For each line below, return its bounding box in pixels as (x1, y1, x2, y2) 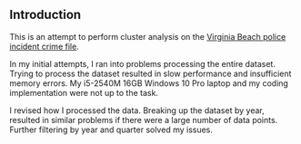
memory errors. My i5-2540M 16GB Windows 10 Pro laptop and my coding (9, 77, 289, 89)
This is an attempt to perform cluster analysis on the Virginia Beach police (9, 31, 286, 42)
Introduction (9, 7, 82, 23)
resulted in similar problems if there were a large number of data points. (9, 114, 278, 125)
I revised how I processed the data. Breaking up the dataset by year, (9, 104, 266, 116)
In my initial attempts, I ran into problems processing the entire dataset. (9, 58, 276, 69)
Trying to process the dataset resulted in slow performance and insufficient (9, 68, 292, 79)
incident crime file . (9, 41, 79, 52)
